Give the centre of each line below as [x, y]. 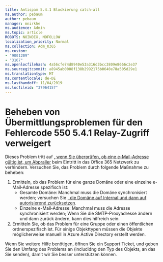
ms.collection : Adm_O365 [30, 46]
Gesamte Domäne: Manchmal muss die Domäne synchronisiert [83, 193]
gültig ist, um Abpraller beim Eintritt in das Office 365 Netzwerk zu [72, 162]
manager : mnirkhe [23, 23]
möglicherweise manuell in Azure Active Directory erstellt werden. [79, 234]
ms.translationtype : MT [29, 74]
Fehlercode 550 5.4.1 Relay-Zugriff [77, 133]
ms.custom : [16, 51]
